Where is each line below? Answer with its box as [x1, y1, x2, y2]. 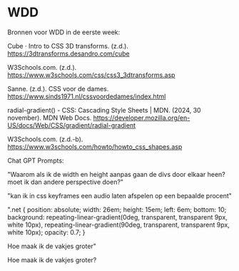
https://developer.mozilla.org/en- [93, 113, 190, 122]
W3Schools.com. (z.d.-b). [7, 135, 83, 143]
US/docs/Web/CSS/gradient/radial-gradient [7, 121, 136, 129]
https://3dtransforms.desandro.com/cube [7, 49, 130, 58]
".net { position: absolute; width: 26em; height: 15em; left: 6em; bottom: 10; [7, 205, 227, 214]
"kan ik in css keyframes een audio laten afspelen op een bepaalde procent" [7, 191, 232, 200]
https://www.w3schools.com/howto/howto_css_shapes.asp [7, 142, 183, 150]
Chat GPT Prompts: [7, 156, 64, 165]
